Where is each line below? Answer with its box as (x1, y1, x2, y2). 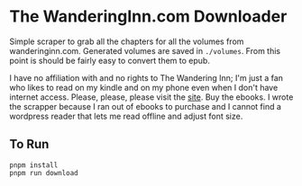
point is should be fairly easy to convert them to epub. (9, 55, 210, 66)
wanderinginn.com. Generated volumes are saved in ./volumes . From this (9, 45, 281, 56)
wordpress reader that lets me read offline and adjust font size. (9, 111, 243, 121)
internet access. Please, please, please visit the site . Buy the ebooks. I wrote (9, 92, 294, 102)
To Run (9, 137, 50, 152)
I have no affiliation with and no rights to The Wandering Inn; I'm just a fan (9, 72, 284, 83)
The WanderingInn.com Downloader (9, 6, 288, 27)
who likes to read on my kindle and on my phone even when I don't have (9, 82, 279, 93)
